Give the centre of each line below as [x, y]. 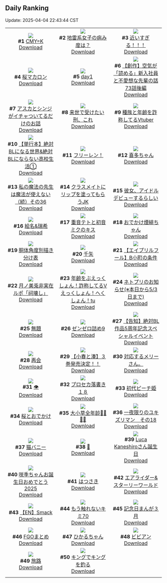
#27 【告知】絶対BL [136, 321]
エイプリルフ [144, 250]
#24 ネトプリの [131, 282]
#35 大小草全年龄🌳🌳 [83, 413]
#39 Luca [136, 439]
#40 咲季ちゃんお [28, 474]
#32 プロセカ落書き [83, 384]
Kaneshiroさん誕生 [136, 446]
